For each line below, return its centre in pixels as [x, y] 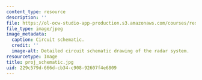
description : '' [26, 17]
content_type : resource [36, 12]
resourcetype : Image [32, 57]
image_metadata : [26, 34]
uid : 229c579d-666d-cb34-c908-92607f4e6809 [62, 68]
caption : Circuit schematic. [48, 40]
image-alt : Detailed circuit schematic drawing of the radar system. [100, 51]
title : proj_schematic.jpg [40, 62]
